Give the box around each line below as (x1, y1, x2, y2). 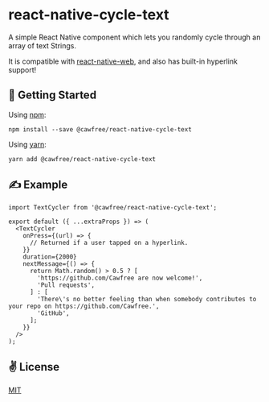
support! (8, 64, 37, 74)
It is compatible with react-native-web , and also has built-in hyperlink (8, 56, 238, 66)
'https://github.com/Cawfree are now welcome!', (37, 274, 203, 282)
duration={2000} (22, 252, 78, 261)
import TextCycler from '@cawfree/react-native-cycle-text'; (8, 203, 218, 211)
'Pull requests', (37, 280, 95, 289)
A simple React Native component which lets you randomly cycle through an (8, 32, 261, 42)
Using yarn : (8, 139, 47, 149)
